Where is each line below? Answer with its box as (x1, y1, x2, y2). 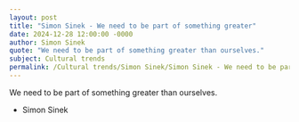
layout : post (9, 12, 58, 22)
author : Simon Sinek (9, 37, 86, 47)
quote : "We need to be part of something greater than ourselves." (9, 46, 265, 55)
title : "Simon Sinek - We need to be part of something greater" (9, 21, 256, 30)
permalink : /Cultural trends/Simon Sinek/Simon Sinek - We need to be (9, 63, 277, 72)
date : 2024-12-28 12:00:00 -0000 (9, 29, 133, 38)
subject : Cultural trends (9, 54, 105, 63)
